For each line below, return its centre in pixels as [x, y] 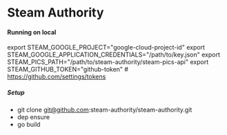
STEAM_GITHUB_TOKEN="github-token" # [68, 70]
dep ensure [33, 117]
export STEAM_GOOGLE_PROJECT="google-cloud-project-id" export [106, 48]
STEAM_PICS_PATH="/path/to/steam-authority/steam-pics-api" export [108, 62]
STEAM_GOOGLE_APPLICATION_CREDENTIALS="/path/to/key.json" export [114, 55]
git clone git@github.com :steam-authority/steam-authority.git [105, 110]
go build [29, 125]
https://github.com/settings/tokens [57, 76]
